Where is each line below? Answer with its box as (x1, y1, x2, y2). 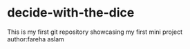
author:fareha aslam (7, 35, 64, 43)
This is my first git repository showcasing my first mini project (7, 28, 183, 36)
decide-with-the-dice (7, 5, 135, 21)
